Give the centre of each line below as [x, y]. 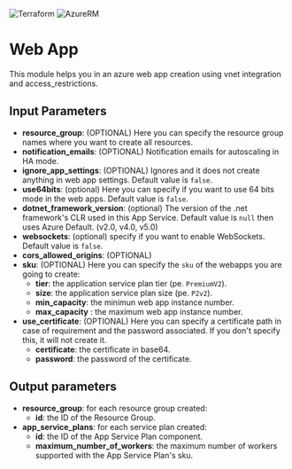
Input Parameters [58, 111]
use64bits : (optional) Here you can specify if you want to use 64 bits [148, 189]
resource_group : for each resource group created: [115, 408]
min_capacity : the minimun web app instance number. [134, 302]
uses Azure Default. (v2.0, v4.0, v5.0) [90, 227]
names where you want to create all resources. [108, 142]
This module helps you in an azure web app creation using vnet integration [145, 74]
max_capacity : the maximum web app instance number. [139, 311]
